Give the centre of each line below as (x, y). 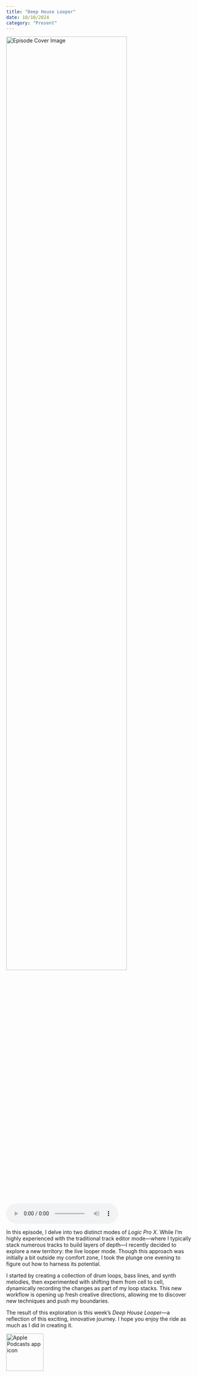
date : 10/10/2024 (28, 17)
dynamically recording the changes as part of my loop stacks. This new (94, 1288)
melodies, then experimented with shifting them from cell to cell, (85, 1282)
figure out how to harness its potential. (54, 1264)
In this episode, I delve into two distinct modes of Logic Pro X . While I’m (94, 1232)
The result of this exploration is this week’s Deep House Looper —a (88, 1313)
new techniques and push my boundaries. (58, 1301)
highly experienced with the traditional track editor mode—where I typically (99, 1239)
